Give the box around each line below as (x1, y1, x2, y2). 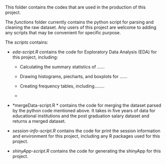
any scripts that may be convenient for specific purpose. (5, 30, 121, 35)
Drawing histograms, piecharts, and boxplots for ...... (19, 74, 128, 79)
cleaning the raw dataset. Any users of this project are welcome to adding (5, 24, 157, 30)
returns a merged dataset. (12, 118, 66, 124)
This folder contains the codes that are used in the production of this (5, 4, 146, 10)
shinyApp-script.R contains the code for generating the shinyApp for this (12, 148, 161, 154)
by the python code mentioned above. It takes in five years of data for (12, 108, 156, 113)
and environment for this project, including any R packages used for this (12, 133, 161, 139)
